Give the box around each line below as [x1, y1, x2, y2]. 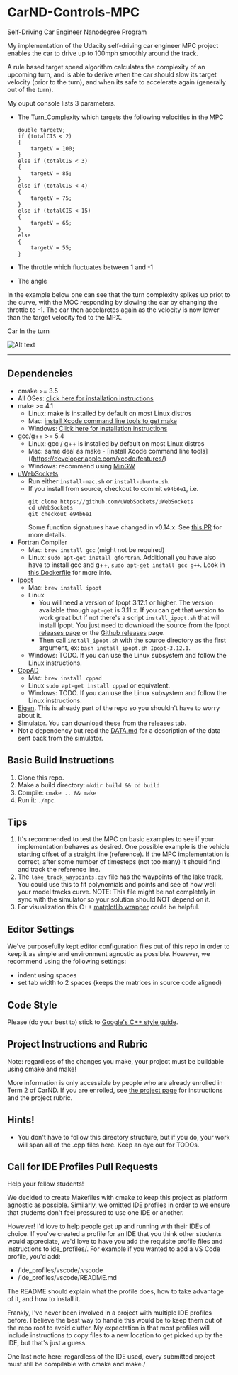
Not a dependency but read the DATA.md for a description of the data [17, 726, 221, 734]
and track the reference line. [17, 865, 101, 874]
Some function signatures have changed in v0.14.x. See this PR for [28, 522, 222, 532]
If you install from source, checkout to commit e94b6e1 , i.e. [28, 484, 199, 493]
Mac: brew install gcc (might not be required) [28, 545, 165, 554]
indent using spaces [17, 971, 77, 980]
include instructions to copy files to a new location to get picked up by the [7, 1331, 223, 1340]
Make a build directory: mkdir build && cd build [17, 780, 160, 789]
